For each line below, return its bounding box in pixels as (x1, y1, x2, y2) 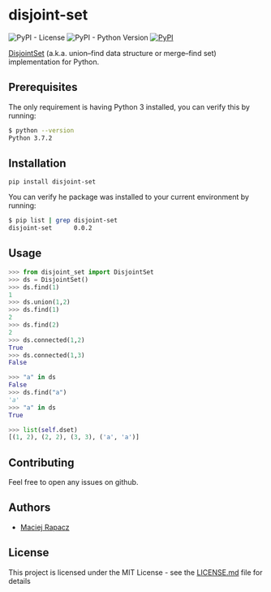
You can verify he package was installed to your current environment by (8, 192, 250, 202)
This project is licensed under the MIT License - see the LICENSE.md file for (8, 567, 263, 577)
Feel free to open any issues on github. (8, 477, 139, 487)
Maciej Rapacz (19, 522, 71, 532)
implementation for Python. (8, 57, 100, 67)
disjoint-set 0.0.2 (8, 224, 92, 232)
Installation (8, 156, 67, 170)
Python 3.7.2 (8, 134, 53, 142)
